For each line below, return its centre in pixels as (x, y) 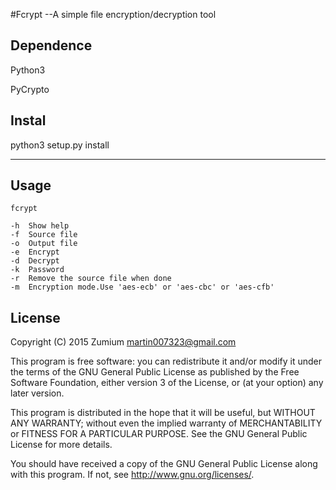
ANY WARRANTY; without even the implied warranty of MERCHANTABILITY (166, 423)
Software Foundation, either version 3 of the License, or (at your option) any (167, 383)
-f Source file (44, 235)
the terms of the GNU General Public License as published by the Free (155, 372)
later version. (37, 393)
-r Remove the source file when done (91, 279)
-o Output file (44, 244)
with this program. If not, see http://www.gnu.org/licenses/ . (132, 475)
